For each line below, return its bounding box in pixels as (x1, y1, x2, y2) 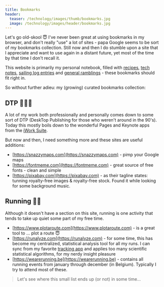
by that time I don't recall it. (5, 55, 60, 61)
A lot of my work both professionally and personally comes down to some (5, 112, 154, 118)
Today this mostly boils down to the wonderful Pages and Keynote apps (5, 122, 150, 128)
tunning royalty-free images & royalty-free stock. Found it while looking (12, 178, 156, 184)
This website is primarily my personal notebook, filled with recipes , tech (5, 65, 150, 71)
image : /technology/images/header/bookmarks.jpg (9, 21, 111, 26)
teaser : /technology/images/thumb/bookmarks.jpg (9, 16, 111, 21)
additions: (5, 142, 25, 148)
